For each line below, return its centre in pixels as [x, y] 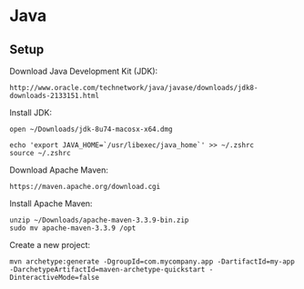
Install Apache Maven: [51, 204]
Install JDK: [31, 113]
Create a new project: [50, 245]
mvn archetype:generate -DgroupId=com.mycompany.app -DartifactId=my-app [152, 262]
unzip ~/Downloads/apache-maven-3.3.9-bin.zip [99, 220]
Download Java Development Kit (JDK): [84, 71]
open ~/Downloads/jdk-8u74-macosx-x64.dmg [91, 129]
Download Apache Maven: [59, 170]
